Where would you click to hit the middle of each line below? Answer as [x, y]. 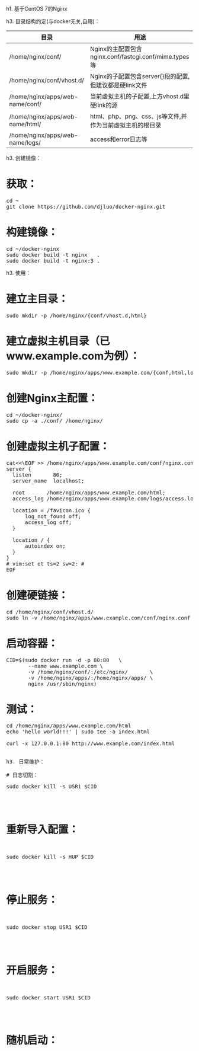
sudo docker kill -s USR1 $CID [52, 787]
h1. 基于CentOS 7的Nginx [37, 9]
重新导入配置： [43, 829]
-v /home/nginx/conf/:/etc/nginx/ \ [91, 672]
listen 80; [37, 475]
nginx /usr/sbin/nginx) [62, 684]
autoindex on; [45, 546]
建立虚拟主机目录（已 [58, 341]
